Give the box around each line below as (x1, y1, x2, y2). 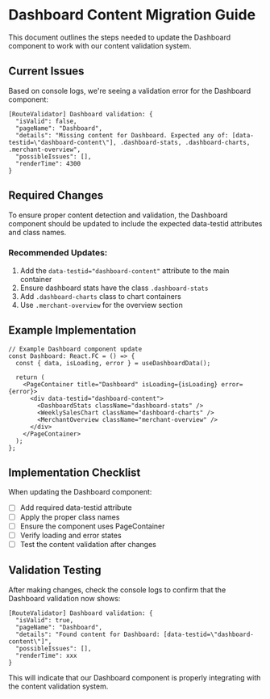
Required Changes (8, 188, 104, 203)
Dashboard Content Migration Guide (8, 6, 256, 24)
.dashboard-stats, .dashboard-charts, (119, 138, 251, 146)
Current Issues (8, 65, 85, 78)
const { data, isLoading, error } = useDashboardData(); (15, 359, 211, 367)
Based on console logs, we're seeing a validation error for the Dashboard (8, 86, 251, 95)
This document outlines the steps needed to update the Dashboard (8, 32, 231, 42)
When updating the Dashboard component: (8, 487, 152, 497)
